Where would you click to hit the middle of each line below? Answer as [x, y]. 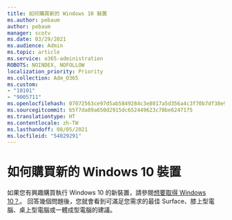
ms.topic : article [33, 53]
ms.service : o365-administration [55, 59]
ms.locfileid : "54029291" [44, 136]
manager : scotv [29, 33]
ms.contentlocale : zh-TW [43, 123]
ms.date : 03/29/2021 [37, 39]
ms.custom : [23, 84]
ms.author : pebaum [33, 20]
